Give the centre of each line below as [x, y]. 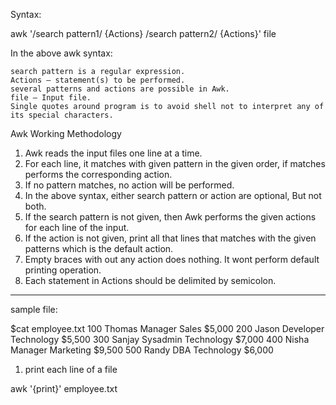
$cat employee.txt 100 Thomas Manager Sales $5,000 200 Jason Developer [167, 328]
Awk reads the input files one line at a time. [113, 153]
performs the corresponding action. [98, 174]
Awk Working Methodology [66, 133]
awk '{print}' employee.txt [64, 388]
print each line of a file [71, 369]
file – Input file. [51, 98]
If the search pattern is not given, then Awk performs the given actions [170, 217]
